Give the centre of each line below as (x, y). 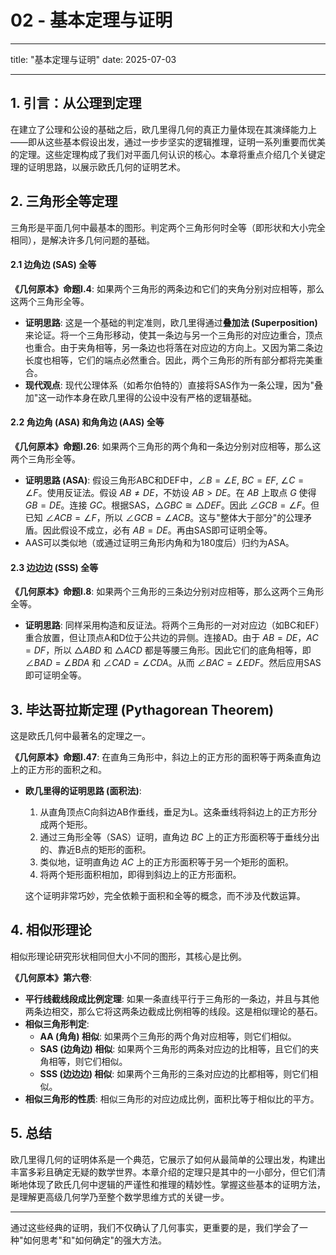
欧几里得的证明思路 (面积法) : (83, 790)
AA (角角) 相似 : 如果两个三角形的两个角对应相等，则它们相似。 (168, 1036)
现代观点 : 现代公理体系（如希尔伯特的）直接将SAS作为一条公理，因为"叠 (173, 385)
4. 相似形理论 (51, 930)
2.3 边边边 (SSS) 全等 (54, 567)
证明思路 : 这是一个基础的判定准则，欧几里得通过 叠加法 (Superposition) (171, 322)
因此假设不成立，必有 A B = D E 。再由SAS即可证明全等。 (157, 530)
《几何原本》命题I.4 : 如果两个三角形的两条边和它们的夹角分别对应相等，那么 (167, 288)
